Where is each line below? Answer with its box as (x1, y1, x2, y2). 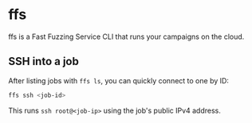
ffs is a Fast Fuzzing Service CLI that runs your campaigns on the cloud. (8, 32, 245, 41)
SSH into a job (8, 55, 80, 68)
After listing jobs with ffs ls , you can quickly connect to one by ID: (8, 75, 230, 85)
